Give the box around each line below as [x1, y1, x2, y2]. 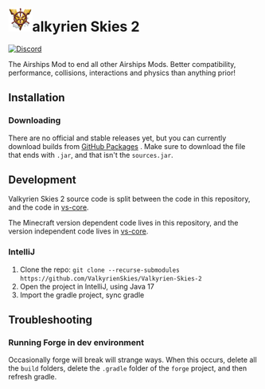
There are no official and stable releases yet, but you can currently [8, 133, 227, 143]
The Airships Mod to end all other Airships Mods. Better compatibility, [8, 59, 236, 69]
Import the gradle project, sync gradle [19, 290, 145, 300]
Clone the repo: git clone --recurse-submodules [19, 265, 181, 274]
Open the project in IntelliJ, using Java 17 [19, 281, 155, 291]
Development [8, 173, 77, 187]
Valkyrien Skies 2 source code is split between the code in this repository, [8, 194, 251, 204]
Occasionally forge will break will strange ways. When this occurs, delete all [8, 355, 257, 365]
